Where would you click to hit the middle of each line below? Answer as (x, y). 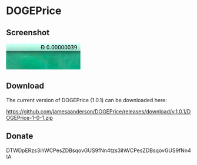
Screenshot (28, 33)
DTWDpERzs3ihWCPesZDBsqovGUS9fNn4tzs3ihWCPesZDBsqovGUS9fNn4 (98, 150)
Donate (20, 136)
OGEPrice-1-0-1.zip (29, 117)
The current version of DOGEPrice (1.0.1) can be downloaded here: (87, 100)
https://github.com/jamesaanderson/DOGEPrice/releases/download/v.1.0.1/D (98, 111)
